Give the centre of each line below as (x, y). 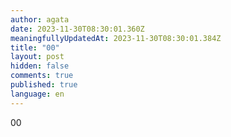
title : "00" (35, 47)
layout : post (37, 57)
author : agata (40, 19)
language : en (37, 94)
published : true (44, 85)
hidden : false (40, 66)
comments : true (42, 76)
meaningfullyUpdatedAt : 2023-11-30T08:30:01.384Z (116, 38)
